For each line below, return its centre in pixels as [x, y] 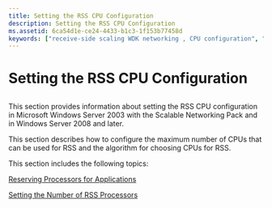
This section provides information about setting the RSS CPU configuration [133, 106]
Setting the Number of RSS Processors [73, 194]
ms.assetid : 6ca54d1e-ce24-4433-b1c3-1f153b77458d [96, 31]
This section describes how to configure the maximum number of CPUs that [135, 139]
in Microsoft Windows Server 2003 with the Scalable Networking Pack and [133, 115]
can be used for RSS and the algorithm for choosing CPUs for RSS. [120, 147]
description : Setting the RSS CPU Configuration [92, 23]
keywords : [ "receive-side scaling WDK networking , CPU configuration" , [134, 38]
